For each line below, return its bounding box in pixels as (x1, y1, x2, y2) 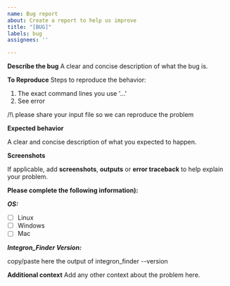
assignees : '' (7, 37, 49, 44)
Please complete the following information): (7, 186, 139, 194)
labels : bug (7, 30, 42, 37)
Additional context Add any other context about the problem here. (7, 271, 200, 279)
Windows (17, 221, 45, 230)
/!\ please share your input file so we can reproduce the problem (7, 111, 194, 119)
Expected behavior (7, 124, 64, 132)
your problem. (7, 173, 48, 181)
